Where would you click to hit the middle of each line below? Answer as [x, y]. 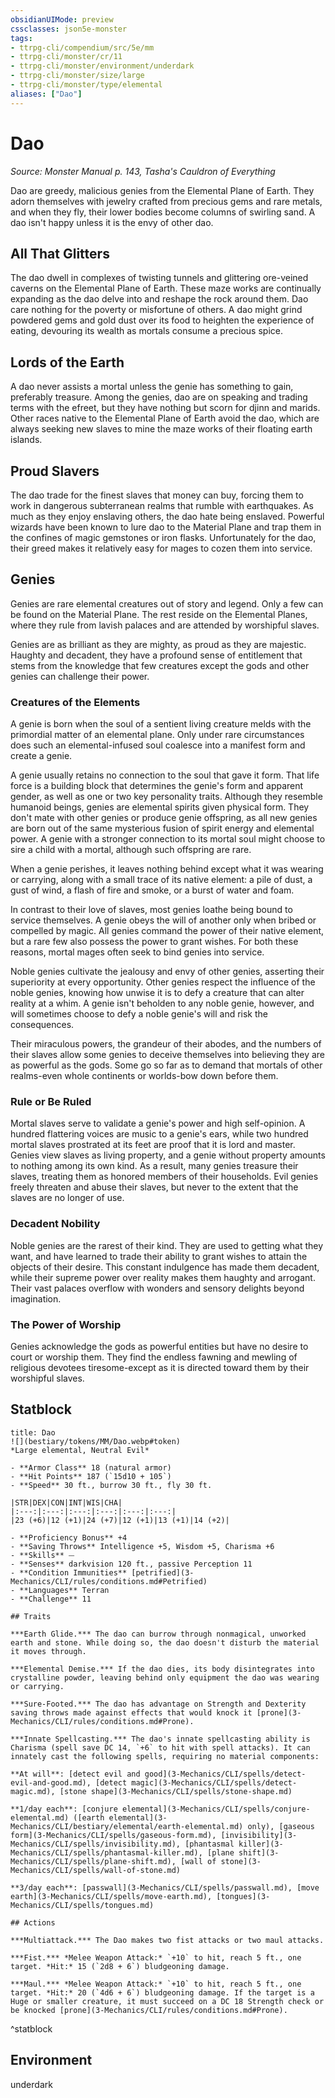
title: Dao [33, 1432]
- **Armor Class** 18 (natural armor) [91, 1467]
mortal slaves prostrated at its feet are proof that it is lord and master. [153, 1145]
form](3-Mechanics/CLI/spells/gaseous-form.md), [113, 1835]
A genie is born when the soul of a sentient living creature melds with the [161, 724]
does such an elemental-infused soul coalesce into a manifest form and [158, 745]
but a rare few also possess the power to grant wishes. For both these [154, 942]
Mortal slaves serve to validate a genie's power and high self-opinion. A [158, 1123]
